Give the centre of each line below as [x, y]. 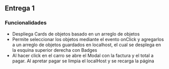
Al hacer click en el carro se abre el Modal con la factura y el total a [83, 55]
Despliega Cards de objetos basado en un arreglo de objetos [76, 34]
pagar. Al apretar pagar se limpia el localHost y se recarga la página [83, 61]
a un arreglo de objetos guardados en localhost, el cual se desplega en [87, 45]
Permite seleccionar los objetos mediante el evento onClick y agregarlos [88, 39]
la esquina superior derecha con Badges [54, 50]
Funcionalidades [26, 23]
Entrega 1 [20, 8]
